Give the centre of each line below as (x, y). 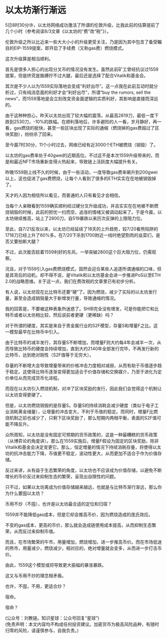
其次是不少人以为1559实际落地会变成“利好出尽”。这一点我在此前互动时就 (80, 86)
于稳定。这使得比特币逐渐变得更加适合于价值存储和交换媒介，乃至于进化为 (81, 372)
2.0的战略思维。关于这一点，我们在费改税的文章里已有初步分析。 (72, 281)
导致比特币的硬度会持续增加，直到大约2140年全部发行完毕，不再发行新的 (84, 348)
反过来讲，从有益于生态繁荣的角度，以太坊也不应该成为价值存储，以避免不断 (83, 470)
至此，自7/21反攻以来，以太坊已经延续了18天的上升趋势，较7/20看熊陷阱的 (82, 229)
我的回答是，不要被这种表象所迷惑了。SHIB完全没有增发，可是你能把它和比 (82, 309)
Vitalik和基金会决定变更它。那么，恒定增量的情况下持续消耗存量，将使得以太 (83, 447)
